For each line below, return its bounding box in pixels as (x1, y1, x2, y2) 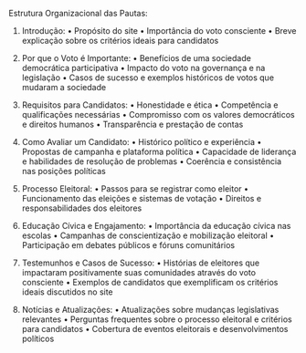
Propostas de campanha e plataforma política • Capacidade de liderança (21, 146, 297, 157)
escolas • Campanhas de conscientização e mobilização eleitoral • (21, 230, 275, 241)
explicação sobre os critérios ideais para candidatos (21, 36, 219, 46)
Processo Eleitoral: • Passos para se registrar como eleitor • (21, 183, 248, 194)
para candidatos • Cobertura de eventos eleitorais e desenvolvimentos (21, 324, 289, 334)
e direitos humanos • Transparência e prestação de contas (21, 119, 244, 130)
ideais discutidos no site (21, 286, 113, 297)
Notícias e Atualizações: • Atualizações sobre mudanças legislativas (21, 305, 280, 315)
